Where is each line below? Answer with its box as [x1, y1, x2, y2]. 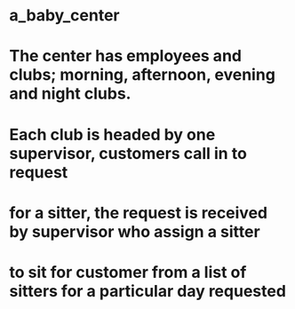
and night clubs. [9, 83, 132, 104]
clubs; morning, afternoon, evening [9, 65, 275, 85]
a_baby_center [9, 5, 120, 26]
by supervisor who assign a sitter [9, 221, 260, 242]
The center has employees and [9, 46, 243, 67]
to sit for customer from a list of [9, 262, 247, 282]
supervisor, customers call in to [9, 143, 247, 163]
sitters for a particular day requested [9, 281, 287, 301]
